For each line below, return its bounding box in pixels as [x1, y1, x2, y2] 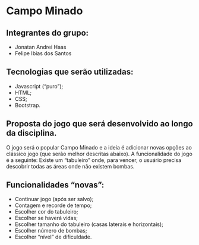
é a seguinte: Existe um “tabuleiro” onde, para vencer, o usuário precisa [6, 156, 182, 164]
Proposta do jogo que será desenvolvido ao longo [6, 119, 193, 129]
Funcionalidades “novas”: [6, 180, 105, 190]
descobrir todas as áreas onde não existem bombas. [6, 163, 135, 170]
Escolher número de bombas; [14, 227, 87, 234]
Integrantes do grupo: [6, 28, 89, 38]
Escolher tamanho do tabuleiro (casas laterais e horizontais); [14, 221, 163, 228]
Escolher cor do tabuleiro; [14, 208, 78, 215]
